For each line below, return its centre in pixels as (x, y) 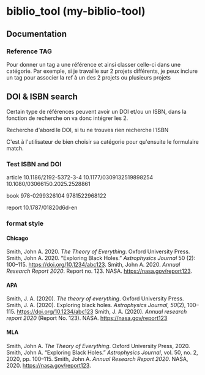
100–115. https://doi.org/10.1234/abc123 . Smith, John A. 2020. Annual (93, 265)
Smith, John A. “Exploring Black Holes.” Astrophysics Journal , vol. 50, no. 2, (102, 352)
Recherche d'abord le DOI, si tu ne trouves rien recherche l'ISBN (88, 130)
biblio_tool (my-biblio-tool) (76, 11)
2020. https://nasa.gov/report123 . (49, 365)
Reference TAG (29, 51)
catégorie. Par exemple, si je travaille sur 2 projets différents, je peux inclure (102, 71)
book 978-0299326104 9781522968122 (56, 195)
